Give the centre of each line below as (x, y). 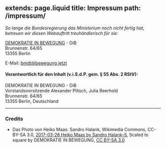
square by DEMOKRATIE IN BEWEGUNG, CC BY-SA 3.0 (68, 140)
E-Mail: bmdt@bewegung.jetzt (36, 63)
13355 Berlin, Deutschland (32, 101)
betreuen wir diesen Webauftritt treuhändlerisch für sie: (62, 33)
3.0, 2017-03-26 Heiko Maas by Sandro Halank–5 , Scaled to (88, 135)
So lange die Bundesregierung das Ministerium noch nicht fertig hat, (75, 28)
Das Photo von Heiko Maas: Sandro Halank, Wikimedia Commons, (79, 130)
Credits (14, 119)
